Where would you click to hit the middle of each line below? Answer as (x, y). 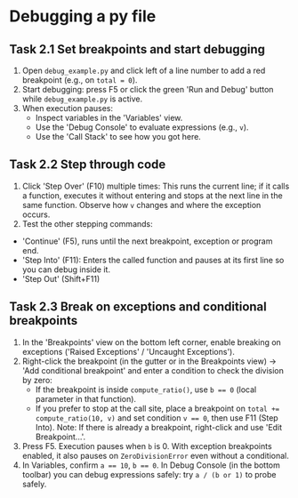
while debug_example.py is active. (82, 99)
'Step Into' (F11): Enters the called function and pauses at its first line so (153, 260)
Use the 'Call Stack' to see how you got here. (118, 137)
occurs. (36, 214)
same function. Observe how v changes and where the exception (141, 205)
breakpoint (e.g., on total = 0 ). (80, 80)
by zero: (37, 380)
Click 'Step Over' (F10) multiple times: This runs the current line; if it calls (156, 186)
